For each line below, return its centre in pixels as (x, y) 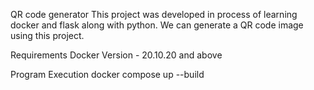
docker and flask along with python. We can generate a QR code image (157, 25)
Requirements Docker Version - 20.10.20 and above (116, 55)
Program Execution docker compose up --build (107, 74)
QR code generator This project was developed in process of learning (154, 14)
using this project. (47, 35)
